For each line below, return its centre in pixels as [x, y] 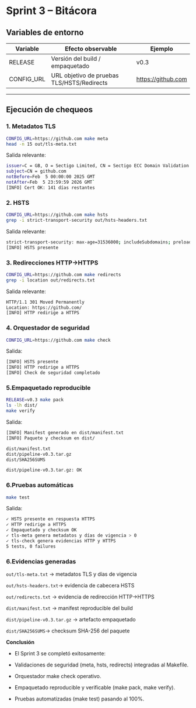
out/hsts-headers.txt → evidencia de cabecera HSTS [70, 585]
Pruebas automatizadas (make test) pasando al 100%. [79, 699]
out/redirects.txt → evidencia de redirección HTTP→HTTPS [80, 597]
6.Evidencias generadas [41, 561]
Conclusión [20, 642]
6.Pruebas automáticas [40, 485]
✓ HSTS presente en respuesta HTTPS [50, 519]
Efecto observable [91, 49]
